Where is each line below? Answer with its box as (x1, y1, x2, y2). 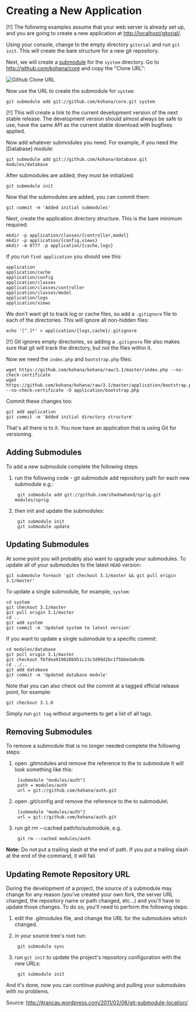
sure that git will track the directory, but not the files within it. (6, 344, 152, 351)
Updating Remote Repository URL (6, 869, 130, 879)
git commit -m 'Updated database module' (6, 672, 108, 678)
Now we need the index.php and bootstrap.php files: (6, 355, 132, 362)
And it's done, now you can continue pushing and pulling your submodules (6, 982, 186, 989)
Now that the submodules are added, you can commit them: (6, 193, 150, 200)
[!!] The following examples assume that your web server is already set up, (6, 23, 185, 30)
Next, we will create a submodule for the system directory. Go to (6, 58, 159, 65)
